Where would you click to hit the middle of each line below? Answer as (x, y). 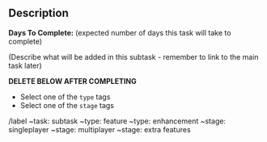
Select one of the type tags (65, 97)
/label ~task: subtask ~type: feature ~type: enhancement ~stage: (117, 121)
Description (38, 13)
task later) (25, 65)
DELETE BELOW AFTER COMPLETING (72, 81)
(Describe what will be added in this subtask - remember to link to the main (133, 56)
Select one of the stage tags (67, 105)
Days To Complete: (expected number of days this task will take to (120, 32)
